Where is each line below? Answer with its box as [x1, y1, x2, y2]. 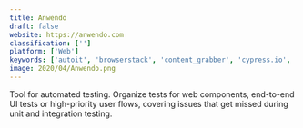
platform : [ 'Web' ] [9, 47, 79, 56]
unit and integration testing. [9, 108, 113, 119]
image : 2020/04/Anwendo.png [9, 64, 116, 74]
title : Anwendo [9, 13, 67, 23]
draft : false [9, 22, 59, 31]
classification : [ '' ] [9, 38, 92, 48]
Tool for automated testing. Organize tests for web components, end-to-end [9, 88, 295, 100]
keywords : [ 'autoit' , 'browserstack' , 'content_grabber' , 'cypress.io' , [9, 55, 291, 64]
